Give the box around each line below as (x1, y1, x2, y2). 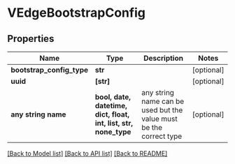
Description (143, 54, 184, 63)
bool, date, (94, 92, 131, 102)
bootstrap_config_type (10, 65, 89, 75)
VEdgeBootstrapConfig (7, 5, 145, 21)
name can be (141, 96, 185, 106)
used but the (141, 105, 183, 114)
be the (141, 123, 163, 132)
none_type (94, 127, 131, 137)
